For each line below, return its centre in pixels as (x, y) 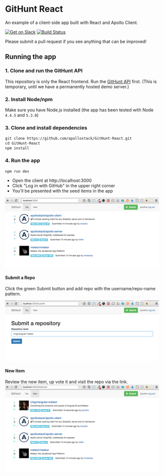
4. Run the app (23, 161)
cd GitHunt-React (23, 143)
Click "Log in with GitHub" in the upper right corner (64, 185)
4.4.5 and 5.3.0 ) (22, 115)
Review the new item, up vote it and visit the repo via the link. (67, 382)
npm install (17, 148)
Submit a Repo (20, 278)
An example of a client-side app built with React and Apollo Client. (72, 22)
